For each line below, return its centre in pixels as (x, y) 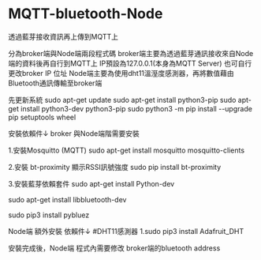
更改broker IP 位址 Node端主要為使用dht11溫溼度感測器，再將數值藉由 (121, 73)
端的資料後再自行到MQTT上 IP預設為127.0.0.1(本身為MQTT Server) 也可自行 (130, 63)
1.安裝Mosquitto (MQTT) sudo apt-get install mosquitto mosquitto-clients (127, 150)
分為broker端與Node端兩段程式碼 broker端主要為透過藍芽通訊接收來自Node (131, 53)
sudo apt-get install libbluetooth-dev (67, 199)
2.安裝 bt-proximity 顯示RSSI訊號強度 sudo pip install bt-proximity (115, 167)
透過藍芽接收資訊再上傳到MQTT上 (63, 36)
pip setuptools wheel (42, 117)
